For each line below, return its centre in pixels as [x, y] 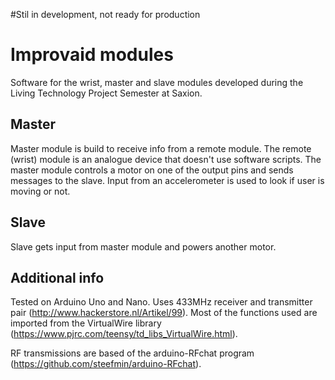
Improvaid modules [92, 55]
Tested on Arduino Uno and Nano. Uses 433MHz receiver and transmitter [161, 302]
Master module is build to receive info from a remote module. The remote [161, 148]
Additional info [57, 277]
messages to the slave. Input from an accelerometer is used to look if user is [167, 180]
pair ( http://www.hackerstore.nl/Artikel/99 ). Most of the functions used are [164, 313]
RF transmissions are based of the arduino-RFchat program [132, 353]
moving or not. [40, 191]
